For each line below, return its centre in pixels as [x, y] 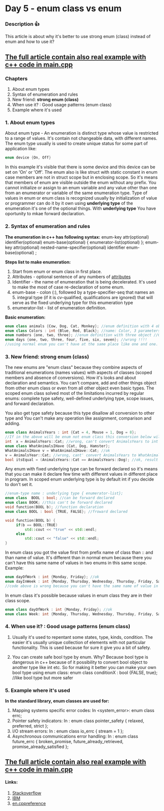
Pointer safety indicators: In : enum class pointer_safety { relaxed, [78, 721]
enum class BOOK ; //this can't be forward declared [59, 503]
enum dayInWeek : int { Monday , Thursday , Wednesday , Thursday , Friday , [79, 581]
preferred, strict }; [30, 726]
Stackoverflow [27, 793]
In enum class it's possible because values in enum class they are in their [79, 595]
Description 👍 [22, 24]
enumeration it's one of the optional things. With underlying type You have [81, 208]
